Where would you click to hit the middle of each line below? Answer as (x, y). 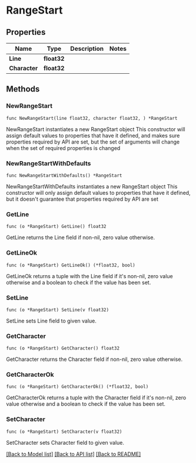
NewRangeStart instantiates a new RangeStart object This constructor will (96, 129)
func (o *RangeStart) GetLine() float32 (57, 227)
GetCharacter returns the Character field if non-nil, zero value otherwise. (94, 359)
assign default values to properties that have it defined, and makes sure (93, 135)
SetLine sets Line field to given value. (52, 321)
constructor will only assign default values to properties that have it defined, (98, 193)
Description (87, 49)
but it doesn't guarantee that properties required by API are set (82, 199)
